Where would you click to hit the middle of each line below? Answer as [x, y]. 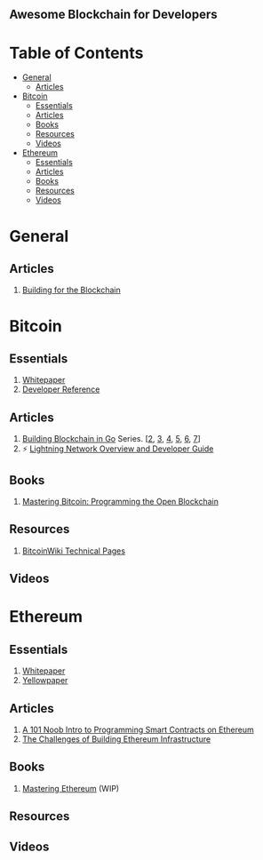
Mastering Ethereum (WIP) [71, 788]
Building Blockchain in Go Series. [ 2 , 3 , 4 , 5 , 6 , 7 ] [112, 439]
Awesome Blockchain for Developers [113, 15]
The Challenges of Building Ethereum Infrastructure [116, 739]
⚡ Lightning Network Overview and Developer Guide [118, 449]
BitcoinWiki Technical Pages [74, 551]
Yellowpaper [45, 681]
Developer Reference [61, 389]
